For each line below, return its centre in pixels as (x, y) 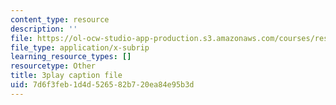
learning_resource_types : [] (71, 57)
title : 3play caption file (66, 76)
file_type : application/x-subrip (80, 47)
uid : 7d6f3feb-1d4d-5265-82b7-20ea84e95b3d (102, 85)
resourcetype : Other (53, 66)
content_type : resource (60, 19)
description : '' (44, 29)
